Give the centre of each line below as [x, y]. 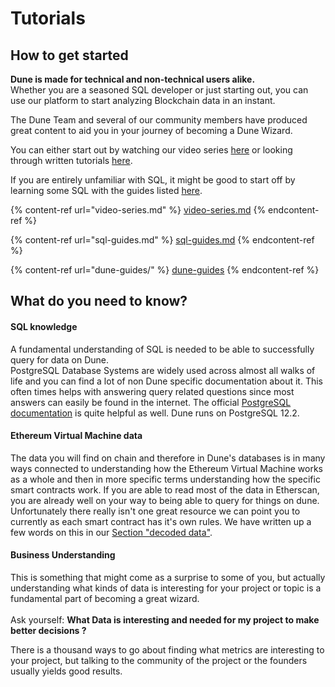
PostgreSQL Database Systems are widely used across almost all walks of [163, 370]
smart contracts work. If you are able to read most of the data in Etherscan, [165, 489]
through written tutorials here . [71, 160]
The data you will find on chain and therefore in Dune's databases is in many [168, 458]
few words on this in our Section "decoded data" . [111, 532]
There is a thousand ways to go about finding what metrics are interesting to [167, 650]
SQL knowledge [44, 326]
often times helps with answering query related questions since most [152, 391]
